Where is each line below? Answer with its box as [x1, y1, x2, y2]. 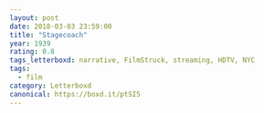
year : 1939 [9, 38, 51, 48]
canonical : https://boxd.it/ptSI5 [9, 89, 142, 98]
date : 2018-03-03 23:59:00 [9, 22, 112, 31]
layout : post [9, 13, 59, 23]
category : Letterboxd [9, 81, 92, 90]
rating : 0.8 [9, 47, 55, 56]
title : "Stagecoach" [9, 30, 89, 39]
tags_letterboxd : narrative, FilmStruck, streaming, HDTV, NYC [9, 56, 256, 65]
